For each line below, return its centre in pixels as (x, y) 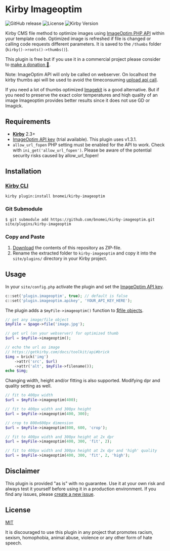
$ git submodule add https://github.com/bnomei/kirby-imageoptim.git (80, 219)
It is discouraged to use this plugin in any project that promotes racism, (79, 532)
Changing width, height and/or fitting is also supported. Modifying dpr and (83, 381)
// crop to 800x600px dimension (39, 423)
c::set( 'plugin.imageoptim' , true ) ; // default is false (67, 296)
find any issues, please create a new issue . (50, 494)
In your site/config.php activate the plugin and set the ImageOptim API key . (84, 286)
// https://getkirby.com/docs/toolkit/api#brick (57, 352)
